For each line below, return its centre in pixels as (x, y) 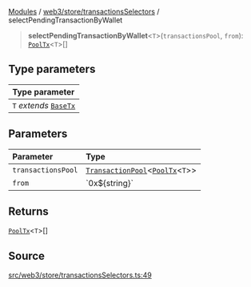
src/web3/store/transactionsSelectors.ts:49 (80, 275)
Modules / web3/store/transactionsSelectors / (84, 12)
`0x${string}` (110, 183)
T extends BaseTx (44, 105)
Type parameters (52, 69)
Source (27, 256)
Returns (29, 212)
